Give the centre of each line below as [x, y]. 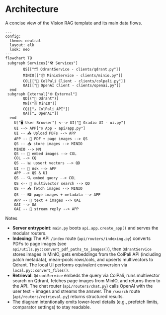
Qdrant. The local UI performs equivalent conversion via [70, 265]
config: [13, 36]
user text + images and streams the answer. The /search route [76, 291]
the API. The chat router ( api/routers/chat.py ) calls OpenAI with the [83, 286]
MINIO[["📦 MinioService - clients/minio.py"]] [73, 76]
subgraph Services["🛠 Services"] [42, 63]
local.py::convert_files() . [41, 270]
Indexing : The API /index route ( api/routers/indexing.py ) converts [82, 238]
